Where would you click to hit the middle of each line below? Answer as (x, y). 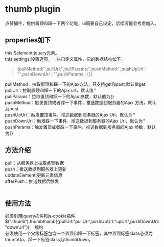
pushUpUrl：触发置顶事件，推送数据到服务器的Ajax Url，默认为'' (70, 115)
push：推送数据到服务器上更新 (36, 169)
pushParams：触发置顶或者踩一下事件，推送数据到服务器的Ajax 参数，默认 (81, 127)
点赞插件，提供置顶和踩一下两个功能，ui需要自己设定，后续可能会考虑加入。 (82, 23)
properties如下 (28, 40)
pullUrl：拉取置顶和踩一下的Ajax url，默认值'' (51, 90)
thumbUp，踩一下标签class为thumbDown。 (49, 240)
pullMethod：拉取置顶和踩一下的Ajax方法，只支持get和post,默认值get (75, 84)
